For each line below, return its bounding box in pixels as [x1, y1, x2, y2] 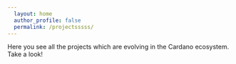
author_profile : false [14, 17, 81, 24]
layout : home [14, 10, 53, 18]
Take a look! [7, 50, 43, 58]
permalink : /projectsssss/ [14, 23, 94, 30]
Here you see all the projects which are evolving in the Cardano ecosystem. [7, 43, 230, 51]
